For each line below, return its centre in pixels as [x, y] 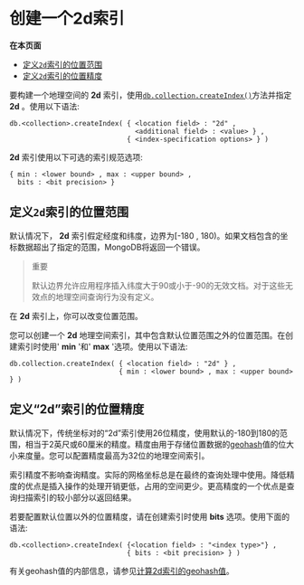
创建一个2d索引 [67, 19]
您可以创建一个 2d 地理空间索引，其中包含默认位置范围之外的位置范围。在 [147, 335]
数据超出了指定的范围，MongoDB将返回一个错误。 [111, 247]
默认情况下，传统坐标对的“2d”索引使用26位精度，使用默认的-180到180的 [145, 433]
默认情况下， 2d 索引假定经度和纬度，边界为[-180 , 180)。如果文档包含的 [145, 235]
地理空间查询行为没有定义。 [107, 297]
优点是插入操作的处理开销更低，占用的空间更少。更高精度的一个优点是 [156, 486]
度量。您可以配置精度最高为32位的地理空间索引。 [117, 455]
